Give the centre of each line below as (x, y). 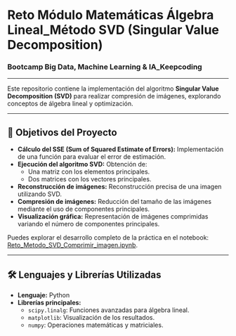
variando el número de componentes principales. (88, 224)
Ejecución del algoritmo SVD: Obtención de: (82, 164)
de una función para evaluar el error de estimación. (92, 157)
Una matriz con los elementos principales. (89, 172)
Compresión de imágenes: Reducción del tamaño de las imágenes (114, 202)
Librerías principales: (49, 303)
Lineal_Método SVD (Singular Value (113, 30)
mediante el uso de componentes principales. (83, 209)
